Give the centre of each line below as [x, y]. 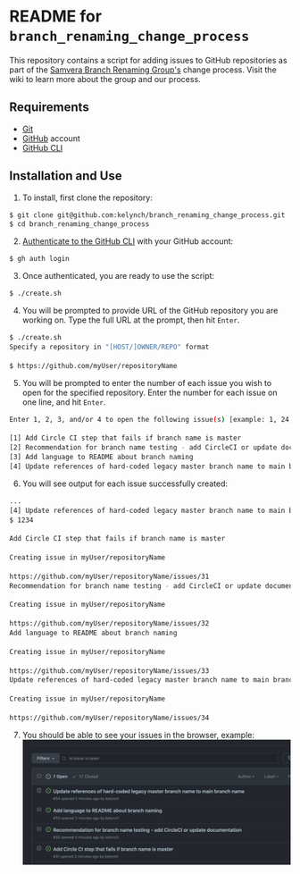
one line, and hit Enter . [64, 402]
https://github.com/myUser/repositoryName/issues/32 [109, 624]
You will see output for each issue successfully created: [125, 483]
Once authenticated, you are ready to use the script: [118, 276]
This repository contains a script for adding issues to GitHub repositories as [148, 60]
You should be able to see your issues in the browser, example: [138, 735]
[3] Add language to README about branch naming [101, 458]
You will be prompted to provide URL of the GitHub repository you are [150, 311]
